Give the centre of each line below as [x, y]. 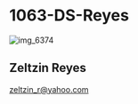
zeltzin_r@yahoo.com [49, 89]
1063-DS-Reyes [69, 16]
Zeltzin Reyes [48, 68]
